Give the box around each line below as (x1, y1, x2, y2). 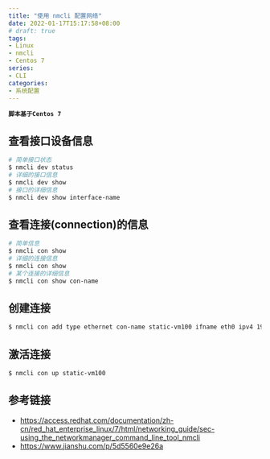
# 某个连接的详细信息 (8, 269, 70, 278)
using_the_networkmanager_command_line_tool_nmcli (19, 432, 201, 442)
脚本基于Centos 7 (8, 110, 62, 118)
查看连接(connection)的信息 (8, 217, 149, 231)
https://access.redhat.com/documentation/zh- (19, 416, 174, 425)
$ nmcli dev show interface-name (8, 193, 121, 201)
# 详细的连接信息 (8, 254, 58, 263)
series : (8, 64, 35, 72)
